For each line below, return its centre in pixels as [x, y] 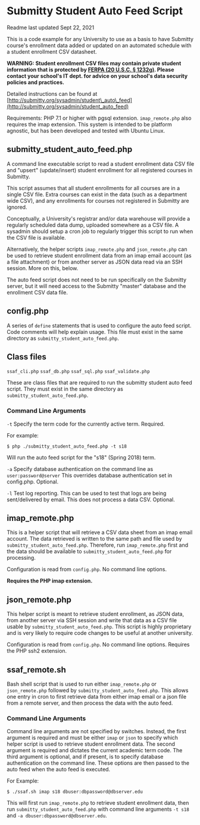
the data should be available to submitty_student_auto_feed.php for [89, 551]
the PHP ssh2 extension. [37, 651]
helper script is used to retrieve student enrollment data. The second [91, 744]
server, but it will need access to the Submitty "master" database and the [96, 286]
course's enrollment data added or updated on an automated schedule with [99, 45]
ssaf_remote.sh [36, 670]
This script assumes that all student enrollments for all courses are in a [93, 188]
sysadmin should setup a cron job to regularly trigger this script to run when [100, 231]
